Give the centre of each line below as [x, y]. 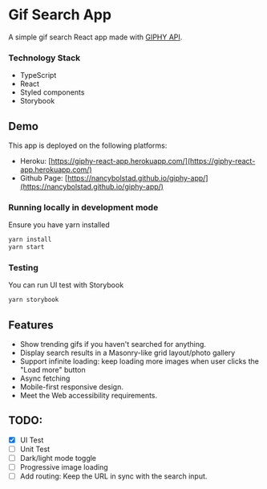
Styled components [52, 92]
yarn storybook [34, 300]
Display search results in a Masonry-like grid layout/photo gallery [127, 353]
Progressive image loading [64, 467]
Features [31, 325]
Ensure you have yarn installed [59, 225]
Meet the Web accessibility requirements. [89, 396]
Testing [23, 268]
